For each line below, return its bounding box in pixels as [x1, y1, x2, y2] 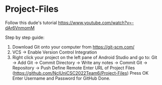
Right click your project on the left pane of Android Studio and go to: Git [12, 54, 158, 60]
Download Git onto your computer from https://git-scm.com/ [12, 44, 135, 50]
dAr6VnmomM [5, 25, 35, 30]
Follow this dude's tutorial [5, 20, 57, 26]
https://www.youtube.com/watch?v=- [58, 20, 134, 26]
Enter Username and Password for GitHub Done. [12, 75, 110, 81]
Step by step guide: [5, 34, 45, 40]
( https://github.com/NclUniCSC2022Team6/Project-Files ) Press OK [12, 70, 149, 76]
